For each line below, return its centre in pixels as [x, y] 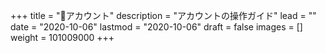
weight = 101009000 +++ [62, 37]
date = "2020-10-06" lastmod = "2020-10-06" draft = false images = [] [156, 27]
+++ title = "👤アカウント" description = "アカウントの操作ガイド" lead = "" [163, 15]
